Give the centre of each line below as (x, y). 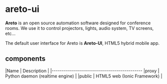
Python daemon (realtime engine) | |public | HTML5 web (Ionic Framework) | (84, 76)
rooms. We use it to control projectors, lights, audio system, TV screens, (79, 28)
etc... (10, 33)
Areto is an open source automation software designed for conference (78, 23)
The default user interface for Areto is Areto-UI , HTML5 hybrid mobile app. (82, 43)
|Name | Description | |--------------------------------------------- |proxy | (82, 71)
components (25, 59)
